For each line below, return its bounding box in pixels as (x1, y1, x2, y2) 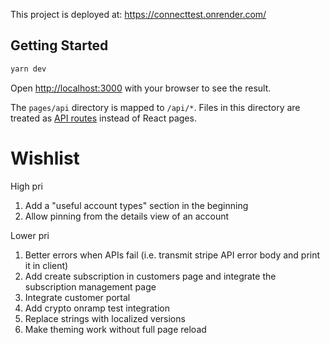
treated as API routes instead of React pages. (10, 112, 197, 124)
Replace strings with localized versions (24, 312, 186, 324)
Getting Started (10, 37, 109, 54)
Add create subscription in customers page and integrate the (24, 270, 277, 282)
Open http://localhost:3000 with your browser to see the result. (10, 82, 272, 94)
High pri (10, 180, 43, 192)
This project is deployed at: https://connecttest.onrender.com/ (10, 9, 267, 20)
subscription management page (24, 280, 157, 293)
